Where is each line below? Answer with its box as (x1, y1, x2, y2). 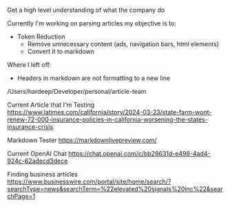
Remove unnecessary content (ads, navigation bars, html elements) (27, 40, 219, 48)
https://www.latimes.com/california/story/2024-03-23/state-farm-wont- (7, 108, 212, 116)
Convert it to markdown (27, 48, 95, 55)
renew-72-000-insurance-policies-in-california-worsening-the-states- (7, 115, 208, 124)
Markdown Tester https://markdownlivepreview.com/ (7, 136, 157, 144)
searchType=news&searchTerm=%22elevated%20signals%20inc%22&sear (7, 185, 223, 193)
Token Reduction (17, 32, 65, 41)
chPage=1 (7, 193, 36, 200)
